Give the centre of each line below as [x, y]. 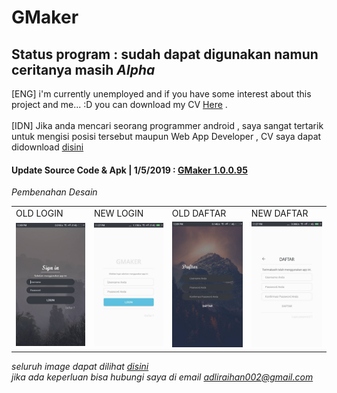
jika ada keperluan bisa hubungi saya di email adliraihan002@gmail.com [162, 377]
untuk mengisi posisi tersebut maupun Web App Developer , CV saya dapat [166, 136]
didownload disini [47, 147]
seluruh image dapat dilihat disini [80, 366]
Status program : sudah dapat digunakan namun [165, 54]
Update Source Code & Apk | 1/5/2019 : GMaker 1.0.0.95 [129, 170]
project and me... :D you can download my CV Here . [119, 104]
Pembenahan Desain [54, 192]
